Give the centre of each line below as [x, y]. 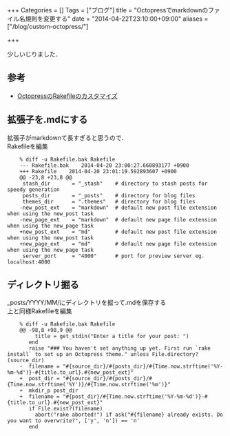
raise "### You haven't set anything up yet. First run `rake [120, 348]
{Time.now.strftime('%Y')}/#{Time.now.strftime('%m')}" [89, 385]
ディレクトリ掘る [43, 285]
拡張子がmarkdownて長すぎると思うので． [67, 137]
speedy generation [33, 189]
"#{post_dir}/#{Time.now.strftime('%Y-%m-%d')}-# [135, 397]
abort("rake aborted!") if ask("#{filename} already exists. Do [129, 415]
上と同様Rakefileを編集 [40, 311]
